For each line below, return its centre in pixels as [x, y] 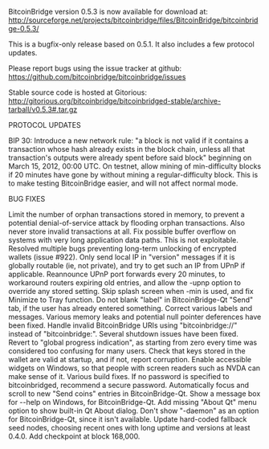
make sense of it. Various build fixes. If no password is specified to [119, 376]
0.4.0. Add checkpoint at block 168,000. [74, 436]
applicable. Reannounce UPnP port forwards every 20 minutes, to [117, 274]
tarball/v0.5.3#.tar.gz [43, 109]
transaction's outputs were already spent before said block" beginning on [130, 157]
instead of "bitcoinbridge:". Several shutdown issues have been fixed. [123, 334]
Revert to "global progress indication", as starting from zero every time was [133, 342]
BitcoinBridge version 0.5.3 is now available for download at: [108, 12]
